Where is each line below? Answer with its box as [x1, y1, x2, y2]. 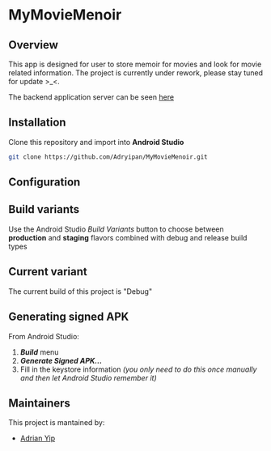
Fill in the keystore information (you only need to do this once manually [19, 364, 257, 374]
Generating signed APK [8, 310, 129, 324]
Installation [8, 116, 66, 130]
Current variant [8, 265, 87, 279]
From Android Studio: [8, 331, 79, 341]
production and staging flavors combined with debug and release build [8, 232, 248, 242]
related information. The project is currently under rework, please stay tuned [8, 68, 264, 78]
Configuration [8, 176, 81, 189]
